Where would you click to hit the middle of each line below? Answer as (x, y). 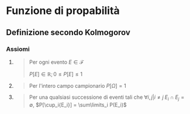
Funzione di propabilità (63, 11)
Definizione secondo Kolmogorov (68, 32)
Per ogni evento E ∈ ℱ (56, 62)
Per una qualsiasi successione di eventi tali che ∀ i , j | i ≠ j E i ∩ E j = (107, 98)
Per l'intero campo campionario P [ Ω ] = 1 (78, 85)
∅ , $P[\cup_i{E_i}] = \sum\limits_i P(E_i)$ (78, 105)
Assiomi (18, 49)
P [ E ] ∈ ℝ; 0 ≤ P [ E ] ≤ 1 (56, 74)
